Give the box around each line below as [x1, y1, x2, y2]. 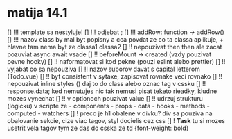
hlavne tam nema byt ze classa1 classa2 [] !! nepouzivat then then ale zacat [7, 42, 222, 51]
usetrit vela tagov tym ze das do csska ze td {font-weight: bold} [7, 124, 189, 132]
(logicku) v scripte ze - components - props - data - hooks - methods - [7, 101, 210, 110]
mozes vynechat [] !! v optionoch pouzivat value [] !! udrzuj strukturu [7, 94, 203, 102]
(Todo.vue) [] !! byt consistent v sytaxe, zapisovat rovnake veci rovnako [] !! [7, 72, 223, 81]
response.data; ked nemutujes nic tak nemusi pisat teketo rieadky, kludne [7, 87, 217, 95]
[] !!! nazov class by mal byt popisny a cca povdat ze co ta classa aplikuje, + [7, 35, 224, 43]
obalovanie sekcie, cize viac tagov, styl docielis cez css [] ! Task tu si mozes [7, 116, 225, 124]
